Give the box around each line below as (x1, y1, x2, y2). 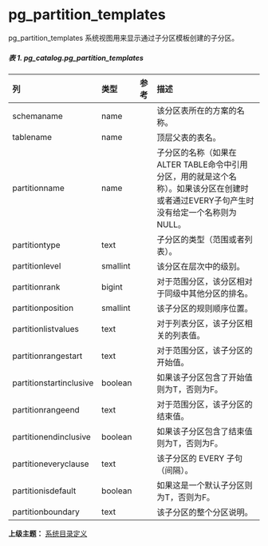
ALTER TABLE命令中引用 (156, 158, 249, 169)
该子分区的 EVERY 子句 (156, 452, 243, 464)
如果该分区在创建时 (176, 182, 249, 193)
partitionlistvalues (12, 323, 80, 334)
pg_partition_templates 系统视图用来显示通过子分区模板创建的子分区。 (8, 33, 239, 42)
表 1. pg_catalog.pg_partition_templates (8, 53, 144, 62)
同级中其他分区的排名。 (164, 288, 253, 299)
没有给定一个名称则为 (156, 206, 237, 217)
